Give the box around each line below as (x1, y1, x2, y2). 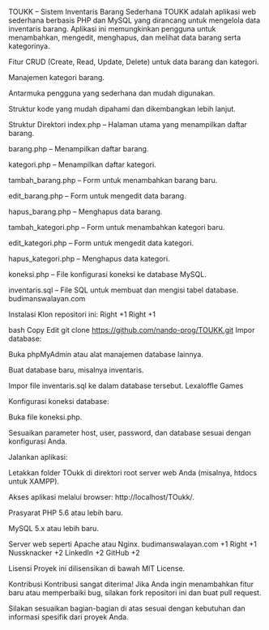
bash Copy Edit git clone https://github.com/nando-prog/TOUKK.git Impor (8, 326, 255, 334)
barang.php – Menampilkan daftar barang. (8, 144, 149, 153)
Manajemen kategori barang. (8, 73, 105, 82)
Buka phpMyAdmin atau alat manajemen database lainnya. (8, 350, 204, 359)
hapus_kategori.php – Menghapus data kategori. (8, 254, 170, 263)
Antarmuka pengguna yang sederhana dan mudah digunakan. (8, 88, 216, 98)
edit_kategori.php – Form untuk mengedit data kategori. (8, 238, 194, 248)
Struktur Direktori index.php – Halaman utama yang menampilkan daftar (8, 120, 247, 129)
